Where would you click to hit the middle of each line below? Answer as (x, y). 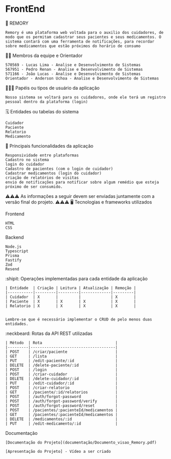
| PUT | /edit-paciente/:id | (61, 361)
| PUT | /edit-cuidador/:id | (61, 383)
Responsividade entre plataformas (42, 155)
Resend (12, 269)
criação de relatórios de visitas (42, 177)
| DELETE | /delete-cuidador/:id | (61, 378)
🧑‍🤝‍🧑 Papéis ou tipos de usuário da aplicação (52, 88)
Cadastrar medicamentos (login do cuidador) (54, 173)
